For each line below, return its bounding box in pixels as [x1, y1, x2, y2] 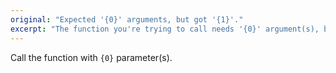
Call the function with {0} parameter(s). [10, 51, 173, 63]
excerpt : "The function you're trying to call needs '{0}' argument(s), [10, 24, 320, 34]
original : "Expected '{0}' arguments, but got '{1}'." [10, 14, 244, 25]
